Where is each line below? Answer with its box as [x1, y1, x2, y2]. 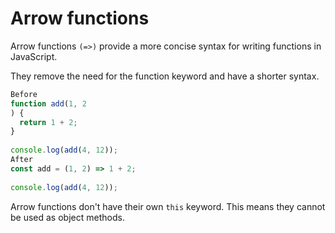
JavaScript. [10, 50, 58, 62]
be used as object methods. [10, 211, 125, 223]
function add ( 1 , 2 [10, 98, 87, 109]
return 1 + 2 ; [19, 117, 78, 127]
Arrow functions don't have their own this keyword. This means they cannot [10, 200, 326, 212]
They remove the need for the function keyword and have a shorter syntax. [10, 70, 320, 82]
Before [10, 89, 38, 99]
